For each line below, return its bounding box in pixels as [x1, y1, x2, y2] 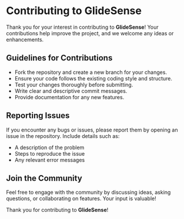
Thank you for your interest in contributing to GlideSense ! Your [6, 23, 159, 31]
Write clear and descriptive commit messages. [14, 87, 128, 95]
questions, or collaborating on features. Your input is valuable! [6, 195, 157, 202]
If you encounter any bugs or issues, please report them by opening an [6, 126, 178, 133]
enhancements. [6, 36, 44, 43]
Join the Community [6, 173, 82, 183]
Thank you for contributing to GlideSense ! [6, 207, 109, 214]
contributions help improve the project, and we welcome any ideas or [6, 29, 174, 36]
